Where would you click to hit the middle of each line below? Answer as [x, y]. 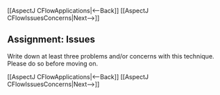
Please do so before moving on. [53, 63]
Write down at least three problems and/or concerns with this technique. [111, 56]
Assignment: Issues [51, 40]
